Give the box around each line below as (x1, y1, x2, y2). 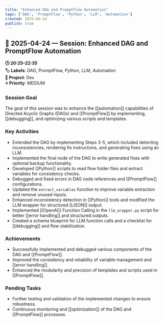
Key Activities (5, 128, 39, 135)
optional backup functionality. (12, 160, 72, 166)
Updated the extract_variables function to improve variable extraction (12, 186, 155, 192)
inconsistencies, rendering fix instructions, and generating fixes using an (12, 145, 159, 150)
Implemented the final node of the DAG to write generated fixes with (12, 155, 150, 161)
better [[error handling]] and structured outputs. (12, 212, 109, 218)
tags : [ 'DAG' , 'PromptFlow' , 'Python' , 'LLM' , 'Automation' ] (5, 12, 133, 17)
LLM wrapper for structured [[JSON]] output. (12, 202, 103, 208)
